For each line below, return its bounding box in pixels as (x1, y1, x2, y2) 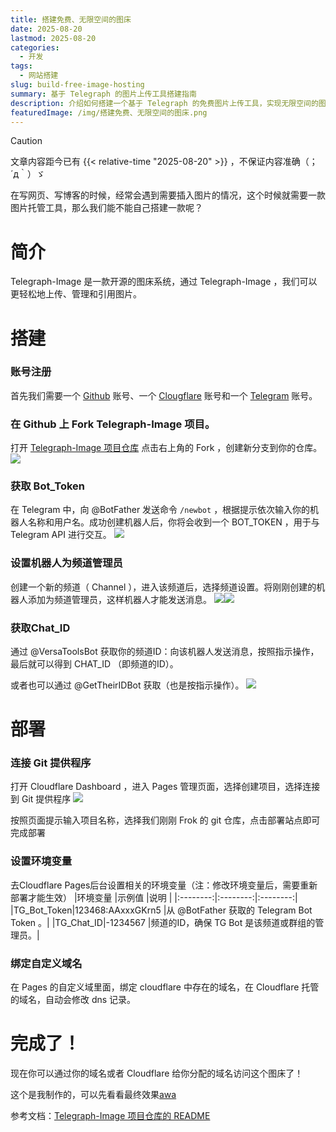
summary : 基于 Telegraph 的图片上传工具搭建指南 (10, 89, 197, 99)
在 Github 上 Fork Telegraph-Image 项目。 (10, 417, 216, 431)
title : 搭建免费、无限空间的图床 (10, 14, 132, 25)
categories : (10, 42, 60, 53)
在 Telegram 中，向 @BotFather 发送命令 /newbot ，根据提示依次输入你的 (10, 504, 311, 516)
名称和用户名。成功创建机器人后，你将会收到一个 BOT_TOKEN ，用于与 (27, 516, 320, 528)
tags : (10, 61, 33, 71)
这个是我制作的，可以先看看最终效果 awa (10, 1089, 177, 1100)
